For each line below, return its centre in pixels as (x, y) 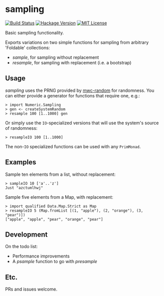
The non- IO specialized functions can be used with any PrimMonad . (73, 146)
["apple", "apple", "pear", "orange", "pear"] (54, 219)
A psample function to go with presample (55, 262)
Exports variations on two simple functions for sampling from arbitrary (77, 42)
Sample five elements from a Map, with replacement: (59, 197)
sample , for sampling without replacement (56, 57)
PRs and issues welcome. (31, 289)
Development (27, 234)
